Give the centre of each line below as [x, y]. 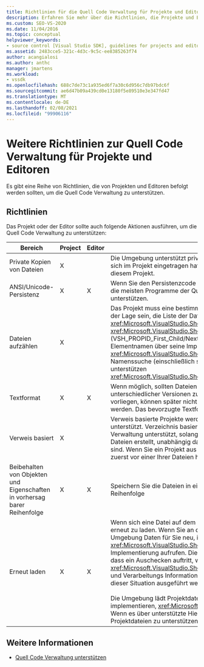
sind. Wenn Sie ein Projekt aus [153, 450]
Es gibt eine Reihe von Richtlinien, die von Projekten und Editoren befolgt [97, 186]
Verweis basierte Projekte [147, 419]
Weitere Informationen [50, 642]
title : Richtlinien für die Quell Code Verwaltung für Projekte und [95, 12]
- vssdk [16, 80]
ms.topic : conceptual [34, 35]
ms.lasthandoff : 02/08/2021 [42, 108]
